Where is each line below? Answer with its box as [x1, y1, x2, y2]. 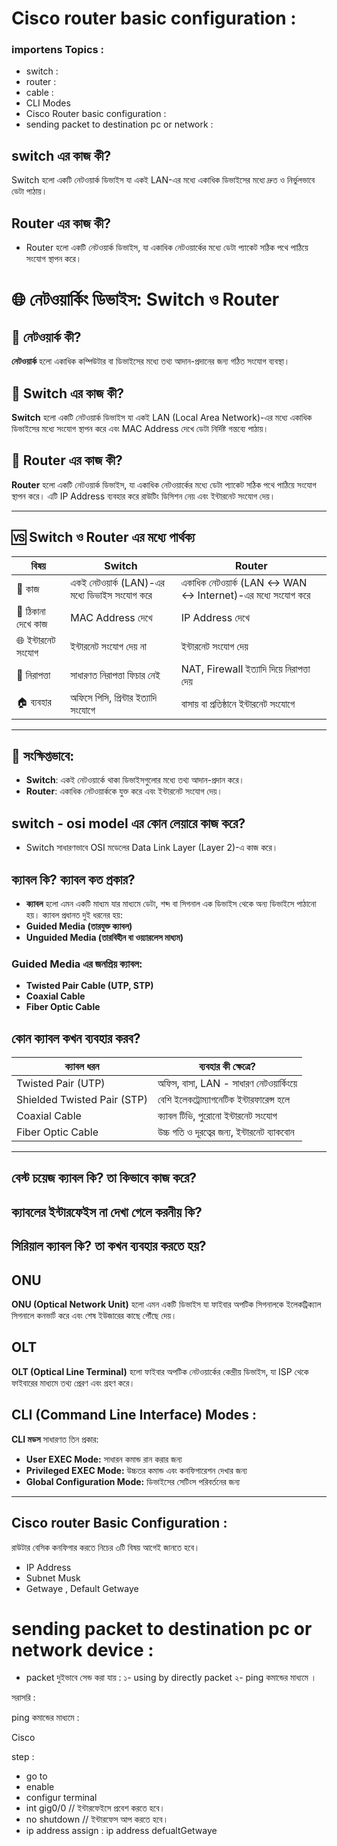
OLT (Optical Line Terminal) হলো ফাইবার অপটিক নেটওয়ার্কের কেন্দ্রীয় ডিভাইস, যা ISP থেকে [11, 1365, 309, 1377]
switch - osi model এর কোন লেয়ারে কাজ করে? [11, 815, 246, 832]
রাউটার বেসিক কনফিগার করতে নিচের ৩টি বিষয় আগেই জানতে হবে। [11, 1541, 201, 1553]
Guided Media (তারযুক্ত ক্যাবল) [25, 920, 133, 932]
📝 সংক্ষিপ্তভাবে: [11, 747, 75, 764]
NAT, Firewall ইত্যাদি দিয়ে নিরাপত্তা [180, 662, 311, 676]
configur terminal [25, 1792, 98, 1804]
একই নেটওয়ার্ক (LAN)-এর [70, 575, 165, 589]
